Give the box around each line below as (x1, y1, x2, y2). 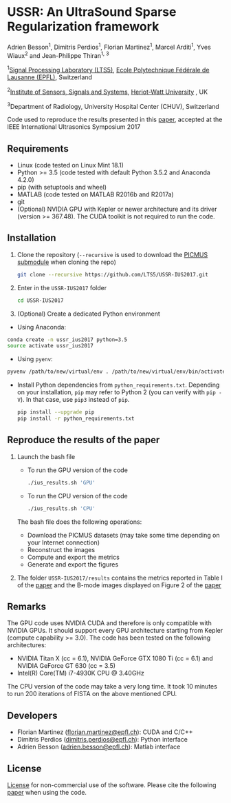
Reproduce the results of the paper (7, 434, 160, 446)
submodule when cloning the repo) (16, 258, 117, 266)
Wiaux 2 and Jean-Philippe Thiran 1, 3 (7, 50, 109, 59)
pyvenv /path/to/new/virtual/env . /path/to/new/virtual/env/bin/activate (7, 368, 226, 376)
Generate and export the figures (27, 560, 119, 569)
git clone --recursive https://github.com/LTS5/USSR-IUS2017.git (16, 271, 208, 278)
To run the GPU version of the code (27, 466, 129, 474)
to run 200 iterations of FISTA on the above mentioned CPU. (7, 690, 177, 698)
